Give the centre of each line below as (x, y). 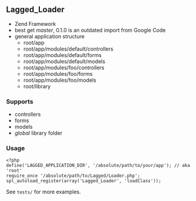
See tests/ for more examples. (43, 192)
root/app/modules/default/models (64, 61)
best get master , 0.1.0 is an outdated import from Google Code (90, 30)
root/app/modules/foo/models (60, 80)
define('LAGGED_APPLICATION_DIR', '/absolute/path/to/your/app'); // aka (98, 166)
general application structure (50, 36)
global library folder (38, 133)
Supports (20, 101)
